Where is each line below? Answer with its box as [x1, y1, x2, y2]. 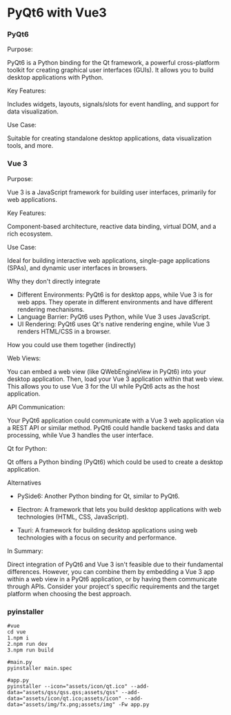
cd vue [7, 629, 26, 635]
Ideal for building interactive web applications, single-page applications [7, 256, 210, 264]
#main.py [7, 659, 32, 666]
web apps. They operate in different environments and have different [17, 297, 213, 306]
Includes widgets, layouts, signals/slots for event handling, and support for [7, 100, 219, 109]
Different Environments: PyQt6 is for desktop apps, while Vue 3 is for [17, 290, 213, 299]
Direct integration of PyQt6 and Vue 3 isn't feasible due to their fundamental [7, 560, 223, 568]
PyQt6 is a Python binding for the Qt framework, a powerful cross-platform [7, 59, 220, 67]
